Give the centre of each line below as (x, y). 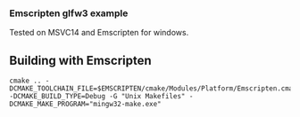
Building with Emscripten (80, 60)
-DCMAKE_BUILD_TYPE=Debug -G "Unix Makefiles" (97, 97)
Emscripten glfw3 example (69, 13)
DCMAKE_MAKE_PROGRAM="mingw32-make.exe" (86, 105)
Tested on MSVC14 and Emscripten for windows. (99, 33)
